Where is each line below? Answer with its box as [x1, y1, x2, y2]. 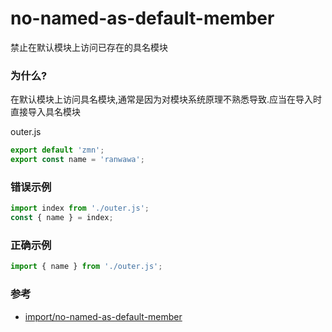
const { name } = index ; [10, 213, 114, 223]
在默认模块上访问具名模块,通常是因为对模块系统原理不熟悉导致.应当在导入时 [10, 93, 323, 106]
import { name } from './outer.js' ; [10, 262, 163, 272]
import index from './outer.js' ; [10, 203, 150, 214]
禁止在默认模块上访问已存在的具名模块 [10, 41, 168, 53]
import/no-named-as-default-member [24, 310, 183, 322]
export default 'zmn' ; [10, 145, 105, 156]
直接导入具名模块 [10, 106, 81, 118]
